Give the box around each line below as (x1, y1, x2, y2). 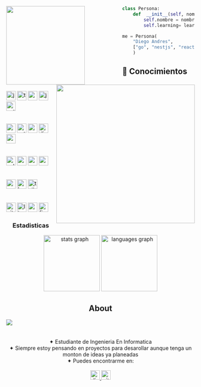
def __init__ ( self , (132, 11, 184, 17)
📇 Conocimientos (122, 66, 187, 77)
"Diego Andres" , (132, 39, 173, 45)
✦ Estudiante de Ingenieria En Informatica (48, 338, 153, 346)
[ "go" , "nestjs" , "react (132, 44, 195, 50)
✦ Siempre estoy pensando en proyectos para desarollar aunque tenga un (9, 344, 192, 352)
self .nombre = (143, 17, 179, 23)
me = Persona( (122, 33, 157, 39)
